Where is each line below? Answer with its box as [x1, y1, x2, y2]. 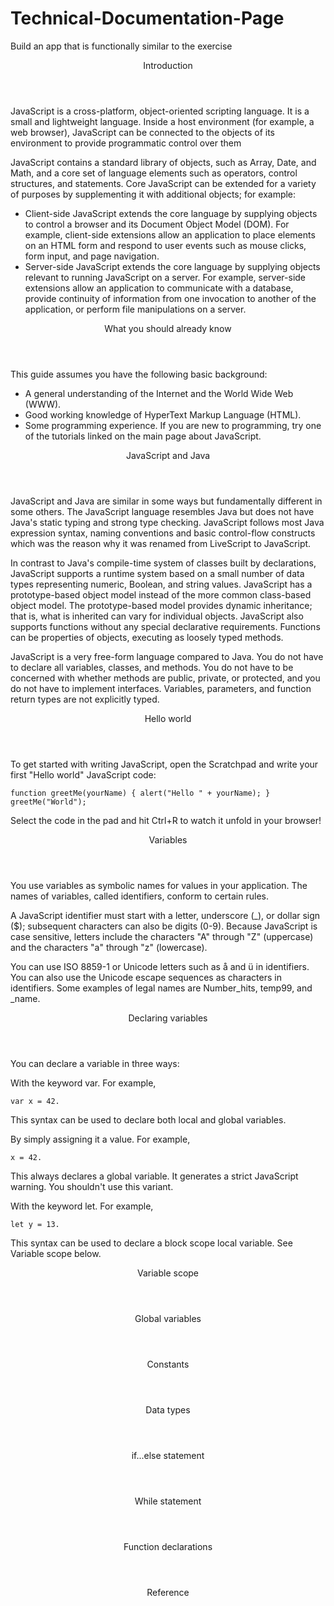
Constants [146, 1358, 190, 1370]
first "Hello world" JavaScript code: [10, 768, 157, 781]
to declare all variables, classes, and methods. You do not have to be [10, 661, 294, 673]
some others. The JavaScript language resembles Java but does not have [10, 505, 315, 517]
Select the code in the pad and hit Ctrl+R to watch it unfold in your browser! [10, 814, 322, 826]
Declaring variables [128, 1012, 208, 1024]
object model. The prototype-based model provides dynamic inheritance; [10, 599, 313, 611]
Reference [146, 1586, 190, 1598]
